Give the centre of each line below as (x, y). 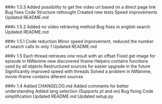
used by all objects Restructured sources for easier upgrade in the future (78, 66)
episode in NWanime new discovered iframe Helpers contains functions (77, 61)
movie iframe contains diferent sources (44, 77)
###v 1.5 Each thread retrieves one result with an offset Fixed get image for (80, 56)
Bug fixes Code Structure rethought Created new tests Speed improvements (81, 12)
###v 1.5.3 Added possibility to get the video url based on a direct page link (81, 7)
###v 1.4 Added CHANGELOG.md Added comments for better (67, 86)
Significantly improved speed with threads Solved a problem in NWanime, (78, 71)
